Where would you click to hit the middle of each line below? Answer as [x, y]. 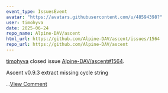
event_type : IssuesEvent [37, 11]
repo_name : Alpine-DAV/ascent [43, 34]
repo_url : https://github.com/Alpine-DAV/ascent [67, 45]
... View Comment [27, 84]
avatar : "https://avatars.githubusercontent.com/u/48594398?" [84, 17]
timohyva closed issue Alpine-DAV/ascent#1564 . [65, 61]
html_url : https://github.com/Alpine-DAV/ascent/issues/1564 [83, 39]
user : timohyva [25, 22]
